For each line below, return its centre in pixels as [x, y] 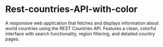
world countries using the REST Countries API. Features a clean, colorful [81, 28]
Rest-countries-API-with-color [71, 9]
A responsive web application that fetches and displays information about [82, 23]
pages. [12, 39]
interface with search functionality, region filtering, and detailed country [80, 33]
